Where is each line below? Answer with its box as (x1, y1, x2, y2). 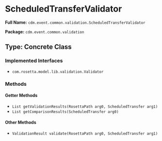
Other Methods (5, 120, 36, 125)
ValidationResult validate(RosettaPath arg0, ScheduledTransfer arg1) (12, 131, 158, 136)
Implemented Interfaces (5, 57, 63, 64)
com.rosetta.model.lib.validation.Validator (12, 69, 104, 74)
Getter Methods (5, 93, 38, 98)
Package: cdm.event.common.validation (5, 29, 84, 34)
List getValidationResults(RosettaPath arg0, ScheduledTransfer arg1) (12, 104, 158, 109)
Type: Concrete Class (5, 43, 72, 51)
